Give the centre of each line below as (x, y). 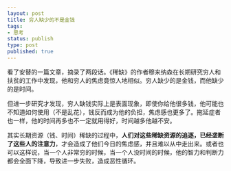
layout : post (26, 13)
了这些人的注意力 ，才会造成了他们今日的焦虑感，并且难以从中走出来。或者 (112, 144)
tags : (15, 26)
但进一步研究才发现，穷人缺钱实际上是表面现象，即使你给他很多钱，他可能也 (115, 103)
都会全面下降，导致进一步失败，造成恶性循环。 (73, 161)
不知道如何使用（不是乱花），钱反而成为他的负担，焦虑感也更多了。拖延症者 (114, 112)
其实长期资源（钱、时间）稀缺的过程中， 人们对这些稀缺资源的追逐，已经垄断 (115, 135)
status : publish (30, 39)
